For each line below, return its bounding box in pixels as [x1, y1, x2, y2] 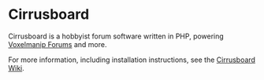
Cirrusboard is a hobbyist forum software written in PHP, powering [8, 31, 225, 41]
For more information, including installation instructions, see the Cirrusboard [8, 55, 256, 64]
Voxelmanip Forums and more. [8, 39, 107, 49]
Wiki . [8, 63, 25, 72]
